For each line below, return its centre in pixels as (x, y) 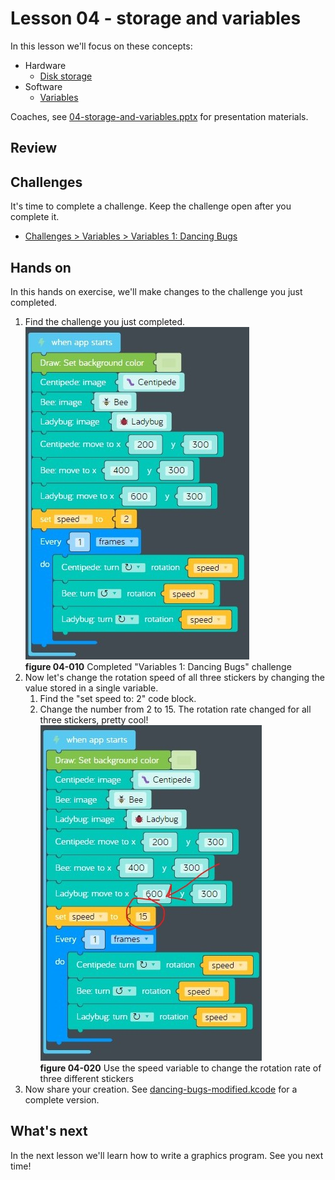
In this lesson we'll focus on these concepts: (101, 46)
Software (43, 86)
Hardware (45, 65)
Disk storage (66, 76)
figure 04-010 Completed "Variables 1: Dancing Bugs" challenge (158, 666)
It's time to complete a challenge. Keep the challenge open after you (151, 206)
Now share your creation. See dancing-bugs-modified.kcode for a (161, 1089)
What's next (49, 1131)
